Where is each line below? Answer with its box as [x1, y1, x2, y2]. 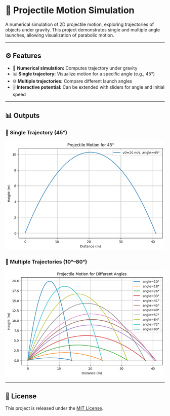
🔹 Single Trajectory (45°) [5, 129, 67, 136]
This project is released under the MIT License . [5, 405, 104, 411]
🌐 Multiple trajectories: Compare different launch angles [12, 78, 133, 84]
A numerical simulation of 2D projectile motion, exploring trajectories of [5, 21, 154, 27]
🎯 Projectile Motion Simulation [5, 5, 135, 16]
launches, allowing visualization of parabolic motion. [5, 32, 114, 38]
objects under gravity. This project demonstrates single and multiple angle [5, 26, 160, 32]
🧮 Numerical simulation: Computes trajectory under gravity [12, 65, 138, 71]
